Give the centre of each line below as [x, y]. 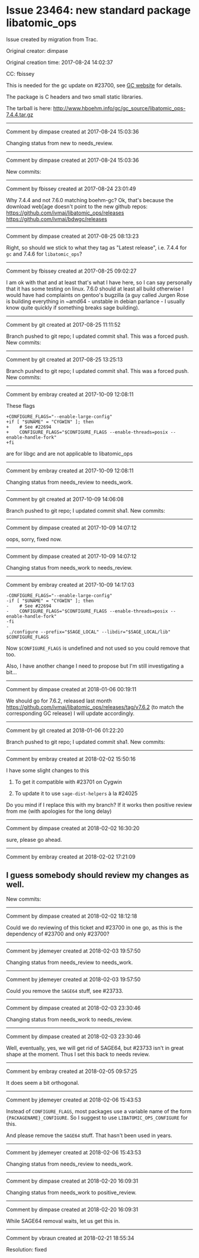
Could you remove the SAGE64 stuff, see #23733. [65, 991]
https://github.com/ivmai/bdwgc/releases [57, 219]
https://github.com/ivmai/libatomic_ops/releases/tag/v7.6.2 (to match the [95, 707]
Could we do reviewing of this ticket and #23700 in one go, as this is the [94, 927]
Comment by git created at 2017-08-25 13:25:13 [65, 359]
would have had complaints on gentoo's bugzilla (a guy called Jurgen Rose [98, 295]
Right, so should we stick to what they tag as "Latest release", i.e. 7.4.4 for [97, 247]
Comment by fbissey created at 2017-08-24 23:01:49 [71, 189]
